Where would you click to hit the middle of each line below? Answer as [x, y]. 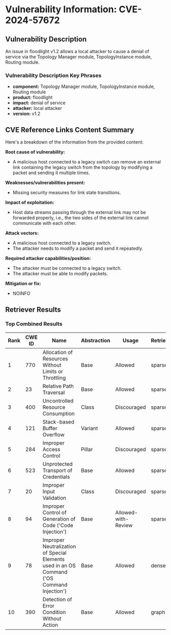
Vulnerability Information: [61, 9]
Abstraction [95, 340]
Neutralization [59, 546]
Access [51, 449]
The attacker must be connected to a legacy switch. [67, 268]
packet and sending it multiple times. [51, 173]
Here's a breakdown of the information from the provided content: [75, 142]
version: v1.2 [26, 114]
